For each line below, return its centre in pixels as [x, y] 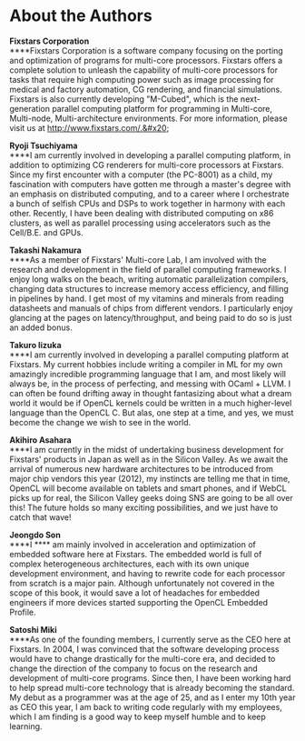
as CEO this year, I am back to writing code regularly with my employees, [146, 706]
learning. [26, 726]
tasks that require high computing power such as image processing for [142, 79]
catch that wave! [40, 517]
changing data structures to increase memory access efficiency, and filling [149, 288]
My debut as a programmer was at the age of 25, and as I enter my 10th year [152, 697]
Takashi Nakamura [45, 250]
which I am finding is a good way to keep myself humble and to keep [138, 716]
